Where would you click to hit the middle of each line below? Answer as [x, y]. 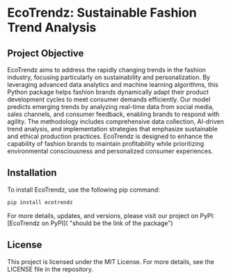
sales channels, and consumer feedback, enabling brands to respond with [113, 114]
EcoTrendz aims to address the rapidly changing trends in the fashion [107, 70]
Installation [32, 173]
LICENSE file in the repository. [50, 269]
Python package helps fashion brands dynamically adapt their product [108, 92]
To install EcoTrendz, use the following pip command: [83, 190]
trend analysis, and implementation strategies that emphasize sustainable [112, 129]
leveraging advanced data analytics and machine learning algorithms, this [113, 84]
